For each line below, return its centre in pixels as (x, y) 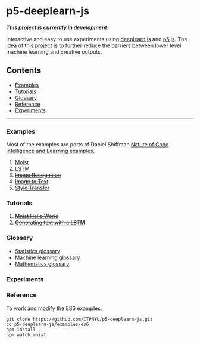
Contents (24, 71)
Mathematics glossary (42, 263)
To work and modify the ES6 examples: (54, 308)
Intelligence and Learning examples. (51, 151)
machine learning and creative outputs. (54, 51)
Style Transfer (32, 188)
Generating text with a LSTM (50, 223)
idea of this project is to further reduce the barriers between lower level (94, 45)
